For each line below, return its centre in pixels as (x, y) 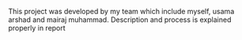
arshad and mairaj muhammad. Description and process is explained (120, 20)
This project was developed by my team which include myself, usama (121, 11)
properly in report (37, 28)
